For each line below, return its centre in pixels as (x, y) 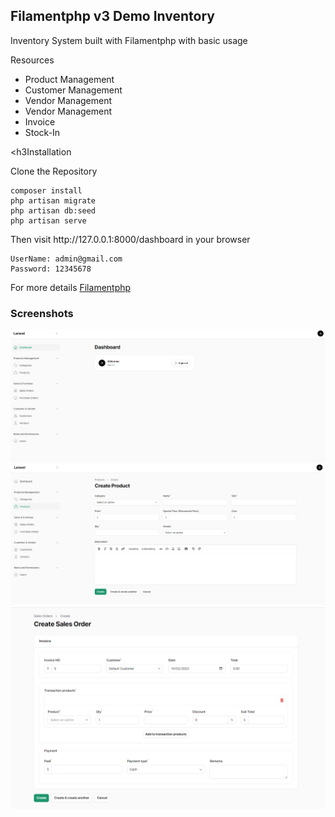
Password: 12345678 (51, 269)
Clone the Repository (54, 171)
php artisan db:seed (53, 210)
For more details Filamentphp (71, 287)
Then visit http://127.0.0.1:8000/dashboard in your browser (130, 239)
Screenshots (42, 313)
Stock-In (42, 132)
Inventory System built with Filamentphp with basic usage (129, 40)
